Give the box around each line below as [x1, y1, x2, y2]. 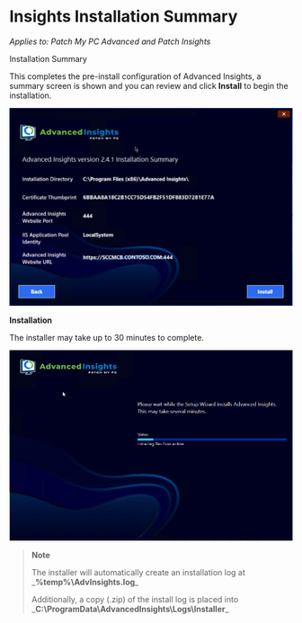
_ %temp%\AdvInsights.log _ [31, 576, 139, 587]
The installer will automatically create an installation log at [31, 566, 245, 577]
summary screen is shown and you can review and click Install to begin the [9, 80, 289, 91]
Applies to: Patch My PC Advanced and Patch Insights [9, 36, 211, 47]
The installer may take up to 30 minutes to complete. [9, 332, 205, 343]
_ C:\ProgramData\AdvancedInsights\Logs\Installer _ [31, 603, 229, 614]
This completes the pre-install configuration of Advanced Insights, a [9, 70, 262, 82]
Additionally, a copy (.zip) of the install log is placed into [31, 593, 239, 604]
